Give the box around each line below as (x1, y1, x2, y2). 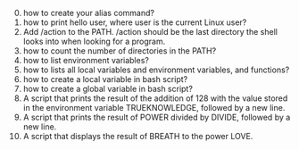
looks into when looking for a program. (22, 36, 166, 46)
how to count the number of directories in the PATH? (22, 46, 217, 56)
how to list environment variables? (22, 55, 150, 65)
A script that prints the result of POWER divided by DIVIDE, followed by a (22, 112, 291, 122)
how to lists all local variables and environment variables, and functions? (22, 64, 290, 75)
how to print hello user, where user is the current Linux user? (22, 17, 247, 28)
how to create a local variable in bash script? (22, 74, 188, 84)
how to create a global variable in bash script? (22, 84, 193, 94)
